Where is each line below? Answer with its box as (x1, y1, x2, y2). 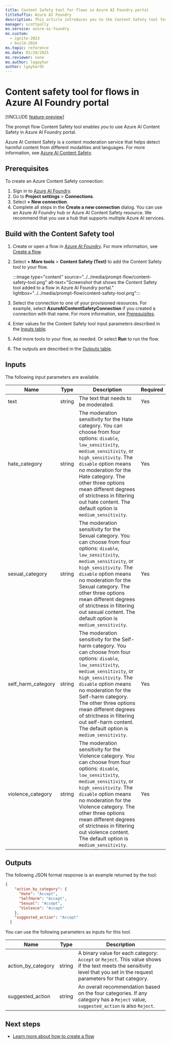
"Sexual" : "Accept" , (18, 900, 63, 906)
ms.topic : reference (5, 45, 49, 50)
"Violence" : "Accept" (18, 906, 65, 911)
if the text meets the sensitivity (78, 963, 152, 970)
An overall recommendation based (78, 983, 160, 991)
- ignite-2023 (10, 36, 40, 41)
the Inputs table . (12, 326, 47, 332)
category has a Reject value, (78, 996, 147, 1003)
